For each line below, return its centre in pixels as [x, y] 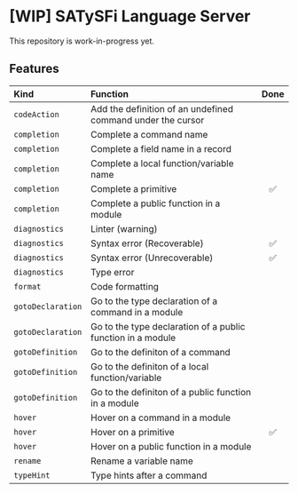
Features [34, 69]
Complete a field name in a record [161, 148]
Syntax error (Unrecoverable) [152, 258]
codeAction [36, 114]
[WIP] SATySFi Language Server [130, 16]
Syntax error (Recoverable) [147, 243]
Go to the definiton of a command [160, 352]
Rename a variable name [141, 461]
